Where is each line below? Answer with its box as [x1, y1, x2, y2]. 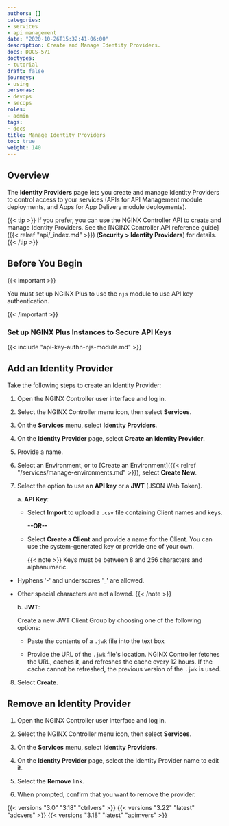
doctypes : [7, 55, 36, 62]
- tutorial [7, 61, 38, 68]
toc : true [7, 138, 36, 145]
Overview [7, 170, 50, 182]
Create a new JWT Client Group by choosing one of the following [16, 616, 202, 624]
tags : [7, 118, 23, 126]
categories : [7, 17, 41, 23]
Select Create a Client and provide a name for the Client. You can [27, 534, 213, 543]
